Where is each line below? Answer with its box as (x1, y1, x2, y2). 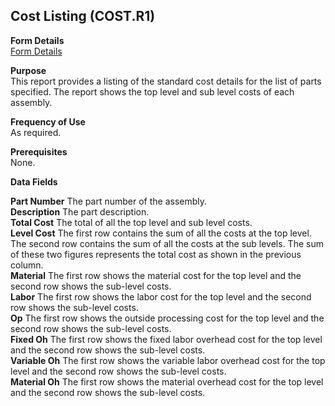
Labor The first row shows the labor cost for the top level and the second (10, 290, 312, 303)
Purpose (10, 64, 47, 76)
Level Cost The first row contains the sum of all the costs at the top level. (10, 227, 312, 239)
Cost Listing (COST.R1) (10, 8, 156, 25)
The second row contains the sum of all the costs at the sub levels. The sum (10, 237, 324, 249)
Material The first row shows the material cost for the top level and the (10, 269, 302, 281)
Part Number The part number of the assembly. (10, 195, 208, 207)
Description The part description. (10, 205, 150, 218)
